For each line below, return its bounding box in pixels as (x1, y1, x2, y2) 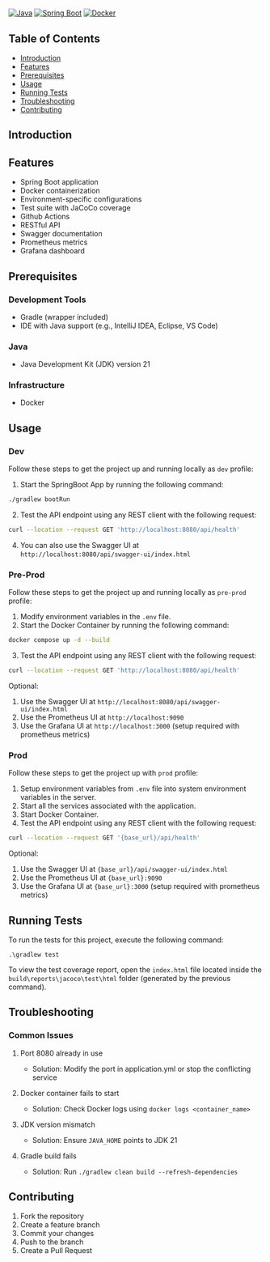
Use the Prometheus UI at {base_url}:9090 (19, 873, 162, 882)
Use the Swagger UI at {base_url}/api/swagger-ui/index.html (19, 865, 228, 874)
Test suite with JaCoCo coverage (19, 203, 131, 213)
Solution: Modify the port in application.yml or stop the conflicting (32, 1064, 251, 1073)
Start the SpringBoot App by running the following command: (19, 480, 224, 490)
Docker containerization (19, 186, 101, 196)
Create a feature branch (19, 1220, 100, 1230)
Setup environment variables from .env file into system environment (19, 784, 247, 793)
